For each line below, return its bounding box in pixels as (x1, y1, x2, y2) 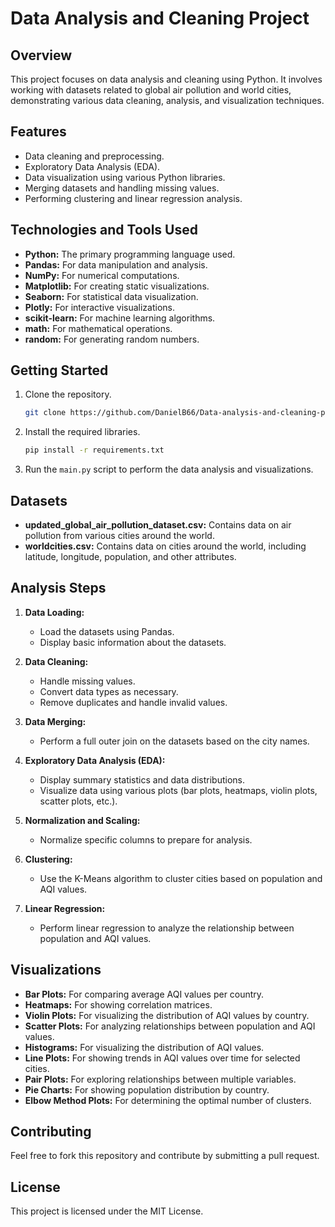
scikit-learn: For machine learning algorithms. (24, 312, 216, 324)
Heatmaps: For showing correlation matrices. (24, 998, 213, 1011)
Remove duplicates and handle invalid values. (39, 696, 228, 708)
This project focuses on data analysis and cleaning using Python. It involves (10, 73, 323, 85)
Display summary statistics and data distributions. (39, 773, 245, 786)
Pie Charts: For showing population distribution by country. (24, 1083, 270, 1096)
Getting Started (10, 362, 109, 379)
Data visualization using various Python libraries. (24, 171, 226, 183)
